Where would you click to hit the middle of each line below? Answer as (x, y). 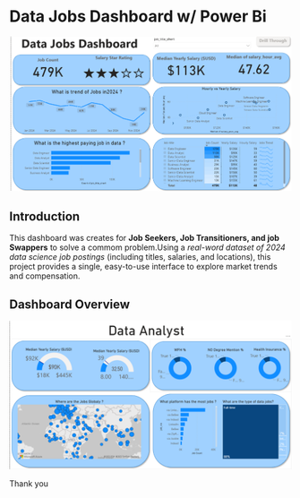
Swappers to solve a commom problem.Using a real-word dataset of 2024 (148, 247)
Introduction (45, 216)
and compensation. (45, 276)
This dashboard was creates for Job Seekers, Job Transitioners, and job (145, 238)
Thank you (29, 483)
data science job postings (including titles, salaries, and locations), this (140, 257)
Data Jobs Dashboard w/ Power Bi (138, 17)
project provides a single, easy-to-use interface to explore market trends (143, 267)
